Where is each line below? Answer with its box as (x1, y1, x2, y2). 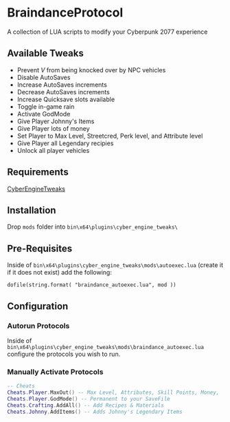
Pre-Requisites (7, 242, 73, 254)
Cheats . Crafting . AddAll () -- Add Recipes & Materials (7, 401, 165, 409)
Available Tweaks (7, 48, 84, 59)
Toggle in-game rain (16, 102, 75, 111)
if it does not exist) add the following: (7, 268, 112, 277)
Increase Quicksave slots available (16, 95, 115, 103)
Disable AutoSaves (16, 73, 71, 81)
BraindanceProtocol (7, 5, 124, 21)
